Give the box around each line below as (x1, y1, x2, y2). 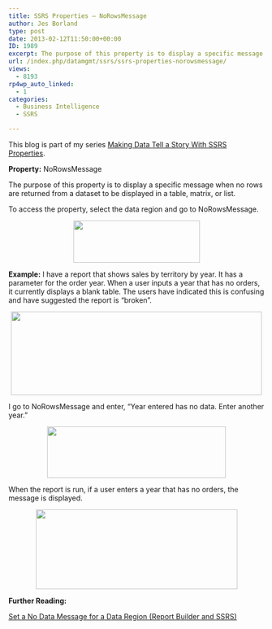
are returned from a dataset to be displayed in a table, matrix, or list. (8, 189, 236, 198)
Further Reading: (8, 596, 67, 605)
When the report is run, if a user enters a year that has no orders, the (8, 485, 239, 494)
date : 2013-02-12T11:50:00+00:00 (8, 34, 122, 43)
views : (8, 65, 31, 73)
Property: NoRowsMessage (8, 164, 102, 173)
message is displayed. (8, 493, 83, 503)
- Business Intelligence (15, 103, 100, 111)
